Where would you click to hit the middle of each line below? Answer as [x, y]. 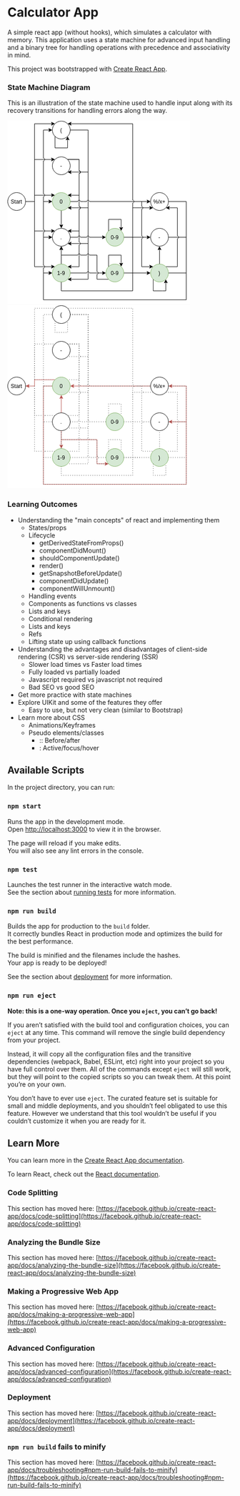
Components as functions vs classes [82, 603]
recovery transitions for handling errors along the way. [87, 111]
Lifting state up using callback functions [87, 641]
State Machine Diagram [49, 87]
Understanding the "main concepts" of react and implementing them [119, 520]
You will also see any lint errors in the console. [76, 851]
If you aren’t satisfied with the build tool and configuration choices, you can [119, 1025]
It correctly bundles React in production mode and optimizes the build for [115, 934]
